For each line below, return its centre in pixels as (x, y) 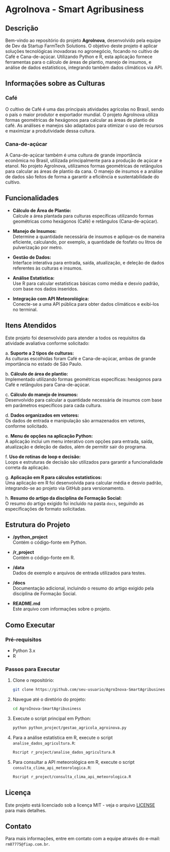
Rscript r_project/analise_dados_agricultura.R (64, 753)
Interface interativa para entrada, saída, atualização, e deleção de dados (88, 262)
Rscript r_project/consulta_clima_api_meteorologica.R (72, 777)
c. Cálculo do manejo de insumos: (42, 394)
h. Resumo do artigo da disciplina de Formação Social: (64, 498)
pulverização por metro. (38, 247)
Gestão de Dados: (32, 257)
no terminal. (25, 309)
